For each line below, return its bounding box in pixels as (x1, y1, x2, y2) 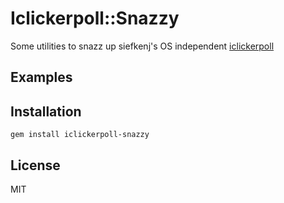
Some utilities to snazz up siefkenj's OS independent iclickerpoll (10, 40, 275, 52)
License (10, 157, 61, 174)
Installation (10, 103, 82, 120)
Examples (10, 69, 73, 86)
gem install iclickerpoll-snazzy (10, 130, 150, 140)
